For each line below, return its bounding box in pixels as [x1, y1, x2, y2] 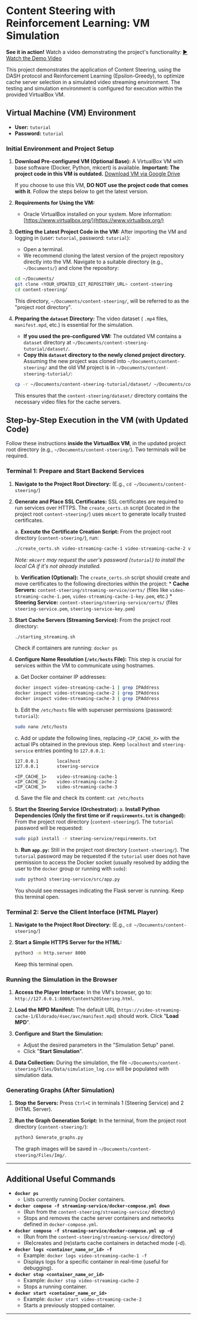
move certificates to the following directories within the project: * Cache [14, 580, 189, 587]
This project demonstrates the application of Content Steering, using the [6, 66, 181, 73]
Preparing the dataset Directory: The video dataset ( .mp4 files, [14, 315, 168, 322]
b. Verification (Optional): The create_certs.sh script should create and [14, 574, 191, 581]
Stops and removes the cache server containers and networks [23, 1214, 174, 1221]
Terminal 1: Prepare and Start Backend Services [6, 467, 145, 475]
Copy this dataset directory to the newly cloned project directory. [23, 351, 186, 358]
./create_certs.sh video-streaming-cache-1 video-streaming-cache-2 [14, 546, 186, 551]
